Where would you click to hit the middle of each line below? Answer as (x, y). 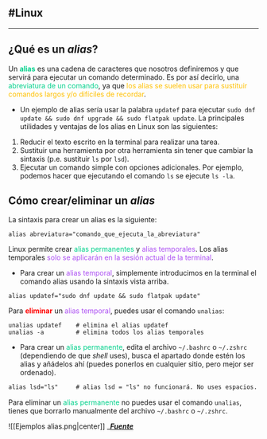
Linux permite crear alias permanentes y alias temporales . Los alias (118, 249)
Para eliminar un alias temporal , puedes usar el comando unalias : (116, 311)
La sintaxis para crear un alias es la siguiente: (83, 220)
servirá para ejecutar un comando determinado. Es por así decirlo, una (124, 77)
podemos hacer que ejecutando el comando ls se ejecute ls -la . (128, 175)
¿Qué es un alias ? (53, 50)
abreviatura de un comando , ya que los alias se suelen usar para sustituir (128, 85)
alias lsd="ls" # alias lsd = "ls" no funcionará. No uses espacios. (133, 387)
